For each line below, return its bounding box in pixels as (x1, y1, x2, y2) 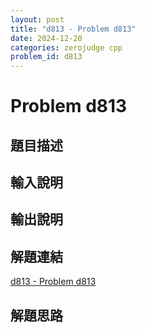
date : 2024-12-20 (10, 33, 83, 43)
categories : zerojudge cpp (10, 42, 123, 53)
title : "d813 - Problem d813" (10, 24, 137, 34)
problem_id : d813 (10, 52, 83, 62)
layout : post (10, 14, 65, 25)
